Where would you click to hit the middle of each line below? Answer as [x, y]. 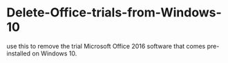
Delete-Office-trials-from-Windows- [114, 13]
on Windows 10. [55, 53]
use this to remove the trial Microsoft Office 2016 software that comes [106, 46]
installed [19, 53]
